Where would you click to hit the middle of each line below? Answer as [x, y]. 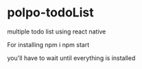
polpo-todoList [50, 13]
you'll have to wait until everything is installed [71, 58]
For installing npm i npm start [48, 44]
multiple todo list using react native [57, 31]
